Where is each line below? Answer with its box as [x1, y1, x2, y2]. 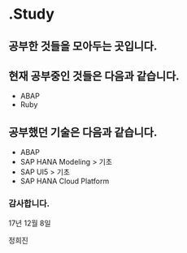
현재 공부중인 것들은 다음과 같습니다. [8, 69, 180, 83]
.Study [8, 5, 55, 24]
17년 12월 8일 [8, 218, 51, 228]
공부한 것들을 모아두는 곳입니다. [8, 39, 158, 53]
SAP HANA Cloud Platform [20, 176, 110, 187]
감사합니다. [8, 198, 50, 209]
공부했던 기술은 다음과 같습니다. [8, 125, 158, 139]
